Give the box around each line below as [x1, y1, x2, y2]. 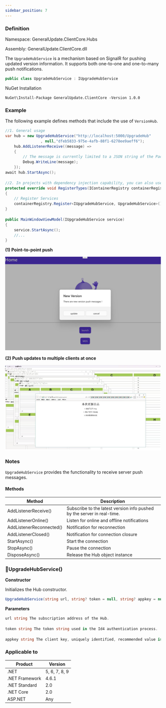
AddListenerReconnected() [7, 524, 63, 530]
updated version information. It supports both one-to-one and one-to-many [5, 60, 159, 66]
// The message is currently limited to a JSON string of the [23, 154, 154, 160]
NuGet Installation [5, 85, 42, 91]
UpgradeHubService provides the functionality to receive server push [5, 469, 143, 475]
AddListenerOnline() [7, 518, 48, 524]
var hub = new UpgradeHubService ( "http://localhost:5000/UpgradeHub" [5, 133, 152, 138]
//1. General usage [5, 128, 45, 133]
